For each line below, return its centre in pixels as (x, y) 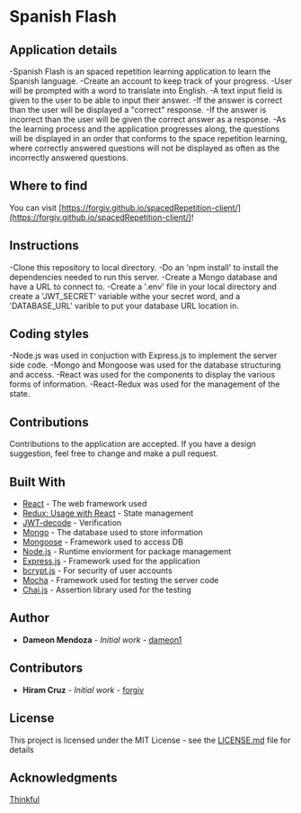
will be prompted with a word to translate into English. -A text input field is (146, 91)
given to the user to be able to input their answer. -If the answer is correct (146, 100)
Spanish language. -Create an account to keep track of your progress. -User (151, 81)
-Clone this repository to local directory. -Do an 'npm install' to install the (144, 267)
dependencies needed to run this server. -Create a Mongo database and (143, 277)
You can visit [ (35, 207)
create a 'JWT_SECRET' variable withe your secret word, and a (125, 296)
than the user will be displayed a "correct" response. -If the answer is (138, 110)
